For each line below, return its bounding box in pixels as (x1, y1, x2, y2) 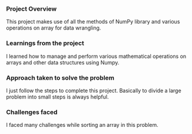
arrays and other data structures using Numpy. (6, 58, 120, 66)
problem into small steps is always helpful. (6, 93, 109, 100)
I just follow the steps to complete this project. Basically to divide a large (6, 87, 181, 94)
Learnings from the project (6, 39, 84, 47)
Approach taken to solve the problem (6, 73, 115, 81)
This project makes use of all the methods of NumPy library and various (6, 18, 180, 25)
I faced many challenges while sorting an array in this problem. (6, 122, 159, 129)
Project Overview (6, 5, 57, 13)
